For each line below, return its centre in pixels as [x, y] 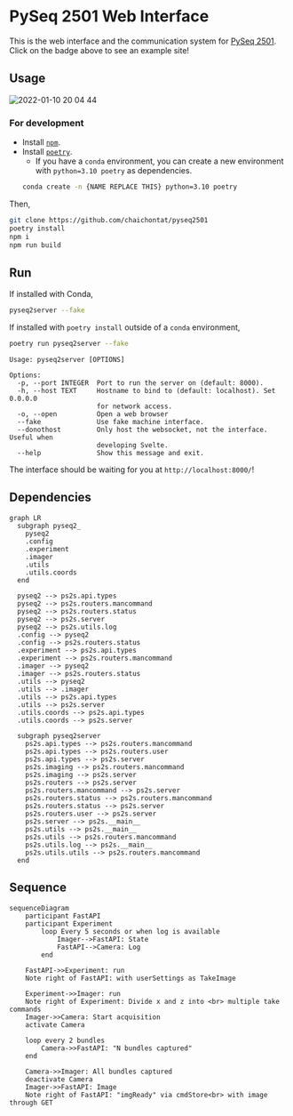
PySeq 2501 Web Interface [109, 16]
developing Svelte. [132, 445]
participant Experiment [69, 923]
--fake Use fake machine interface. [111, 422]
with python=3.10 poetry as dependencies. [114, 171]
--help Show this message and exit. [111, 453]
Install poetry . [47, 152]
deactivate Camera [59, 1079]
